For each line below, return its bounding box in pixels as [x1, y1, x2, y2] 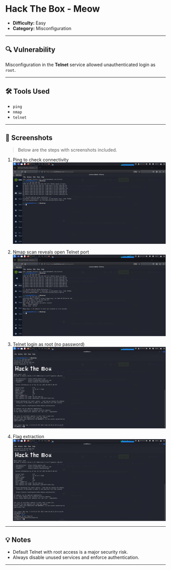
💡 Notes [5, 535, 32, 544]
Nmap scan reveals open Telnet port [12, 249, 89, 255]
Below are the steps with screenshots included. [17, 147, 118, 153]
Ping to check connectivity [12, 157, 69, 163]
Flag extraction [12, 434, 44, 440]
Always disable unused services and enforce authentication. [12, 554, 139, 560]
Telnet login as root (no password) [12, 341, 85, 348]
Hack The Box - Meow [5, 3, 100, 15]
